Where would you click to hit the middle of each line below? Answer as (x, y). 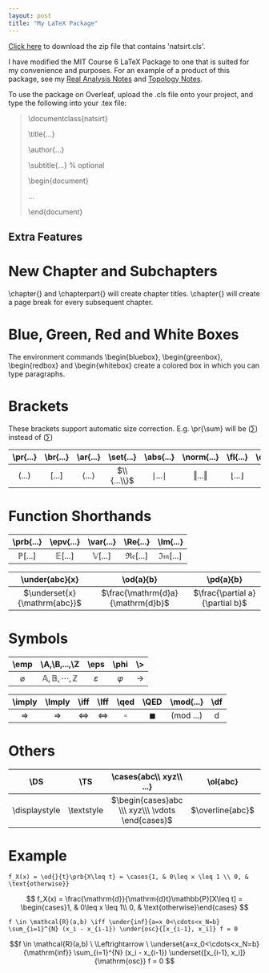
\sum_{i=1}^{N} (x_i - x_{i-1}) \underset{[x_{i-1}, (151, 953)
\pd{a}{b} (225, 579)
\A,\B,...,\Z (60, 664)
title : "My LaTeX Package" (53, 23)
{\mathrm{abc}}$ (50, 603)
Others (32, 751)
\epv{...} (64, 541)
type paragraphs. (37, 373)
